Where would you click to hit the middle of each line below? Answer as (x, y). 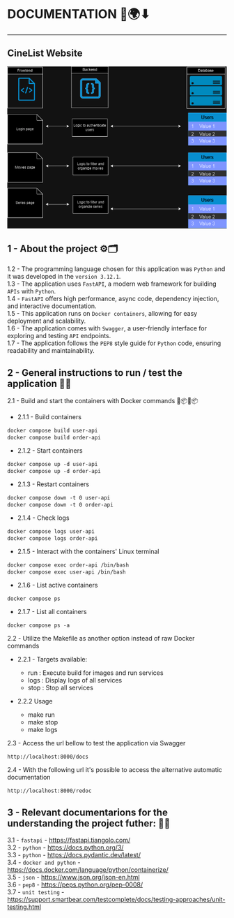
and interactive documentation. (52, 306)
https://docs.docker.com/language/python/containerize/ (88, 870)
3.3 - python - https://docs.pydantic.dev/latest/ (74, 855)
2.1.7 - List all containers (52, 612)
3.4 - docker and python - (44, 862)
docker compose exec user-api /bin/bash (67, 572)
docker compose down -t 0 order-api (60, 505)
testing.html (24, 907)
